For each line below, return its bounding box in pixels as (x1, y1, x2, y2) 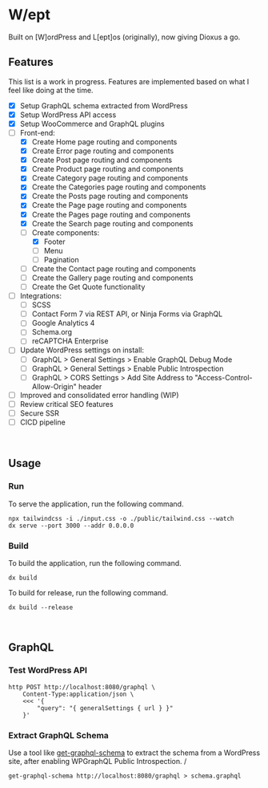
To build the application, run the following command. (8, 558, 182, 567)
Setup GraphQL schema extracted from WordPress (19, 100, 188, 110)
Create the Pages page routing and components (31, 209, 190, 219)
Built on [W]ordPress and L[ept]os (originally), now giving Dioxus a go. (8, 32, 241, 42)
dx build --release (8, 603, 74, 611)
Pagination (43, 254, 79, 264)
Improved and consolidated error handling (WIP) (19, 390, 179, 400)
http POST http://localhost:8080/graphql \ (8, 683, 156, 691)
